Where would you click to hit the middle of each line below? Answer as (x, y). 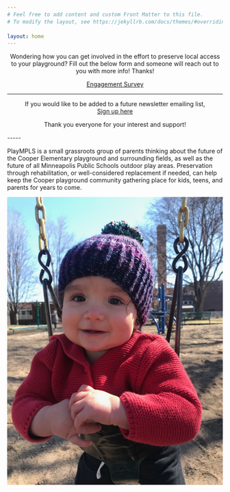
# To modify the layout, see (49, 22)
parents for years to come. (44, 188)
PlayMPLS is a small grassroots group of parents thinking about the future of (115, 151)
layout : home (26, 36)
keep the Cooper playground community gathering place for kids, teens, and (115, 180)
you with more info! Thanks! (115, 71)
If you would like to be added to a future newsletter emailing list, (115, 104)
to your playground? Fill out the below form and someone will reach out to (115, 64)
